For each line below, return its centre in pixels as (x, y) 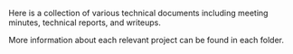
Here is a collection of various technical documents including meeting (138, 13)
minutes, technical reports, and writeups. (85, 22)
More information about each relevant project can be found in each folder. (146, 40)
